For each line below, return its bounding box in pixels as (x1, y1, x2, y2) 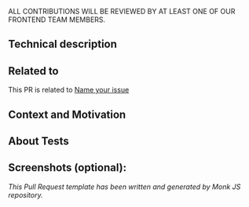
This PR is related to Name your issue (8, 85, 130, 95)
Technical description (8, 38, 118, 51)
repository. (8, 190, 43, 199)
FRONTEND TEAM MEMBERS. (8, 15, 106, 24)
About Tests (8, 134, 69, 147)
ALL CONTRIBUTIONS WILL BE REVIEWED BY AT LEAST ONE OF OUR (8, 7, 236, 16)
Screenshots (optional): (8, 161, 127, 175)
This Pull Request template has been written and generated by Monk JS (8, 182, 241, 191)
